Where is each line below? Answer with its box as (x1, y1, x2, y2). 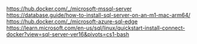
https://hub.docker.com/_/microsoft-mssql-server (6, 5, 132, 12)
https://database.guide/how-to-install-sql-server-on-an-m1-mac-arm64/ (6, 11, 191, 19)
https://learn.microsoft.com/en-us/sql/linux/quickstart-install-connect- (6, 24, 185, 31)
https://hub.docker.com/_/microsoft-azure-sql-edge (6, 18, 138, 25)
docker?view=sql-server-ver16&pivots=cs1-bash (6, 31, 129, 38)
